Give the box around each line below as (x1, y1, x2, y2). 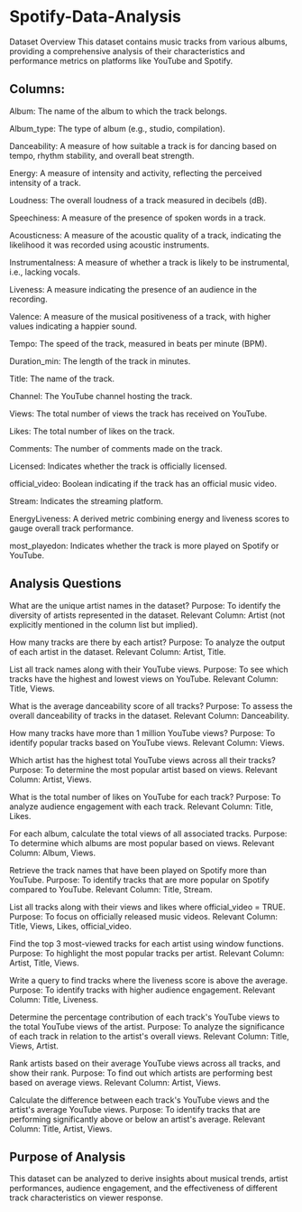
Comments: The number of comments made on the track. (9, 443, 223, 453)
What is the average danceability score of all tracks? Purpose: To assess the (9, 700, 293, 711)
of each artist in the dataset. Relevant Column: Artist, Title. (9, 646, 226, 657)
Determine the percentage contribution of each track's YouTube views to (9, 1012, 280, 1022)
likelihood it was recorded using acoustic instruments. (9, 239, 210, 250)
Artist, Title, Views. (9, 957, 79, 968)
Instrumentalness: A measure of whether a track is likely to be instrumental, (9, 256, 290, 267)
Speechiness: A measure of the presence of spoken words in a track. (9, 212, 266, 223)
